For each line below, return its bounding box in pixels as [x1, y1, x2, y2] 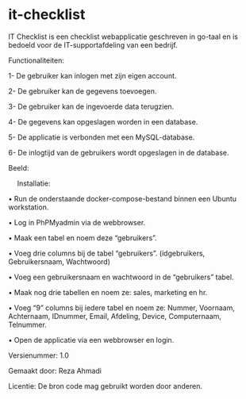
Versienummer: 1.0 [8, 351, 70, 360]
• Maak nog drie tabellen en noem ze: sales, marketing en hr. [8, 287, 208, 297]
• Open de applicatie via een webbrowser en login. [8, 335, 175, 344]
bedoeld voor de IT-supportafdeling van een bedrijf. [8, 40, 178, 49]
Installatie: [17, 178, 51, 188]
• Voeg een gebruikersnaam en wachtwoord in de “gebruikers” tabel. [8, 272, 234, 282]
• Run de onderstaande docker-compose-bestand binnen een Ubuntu [8, 194, 236, 203]
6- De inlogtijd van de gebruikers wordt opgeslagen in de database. [8, 148, 229, 157]
